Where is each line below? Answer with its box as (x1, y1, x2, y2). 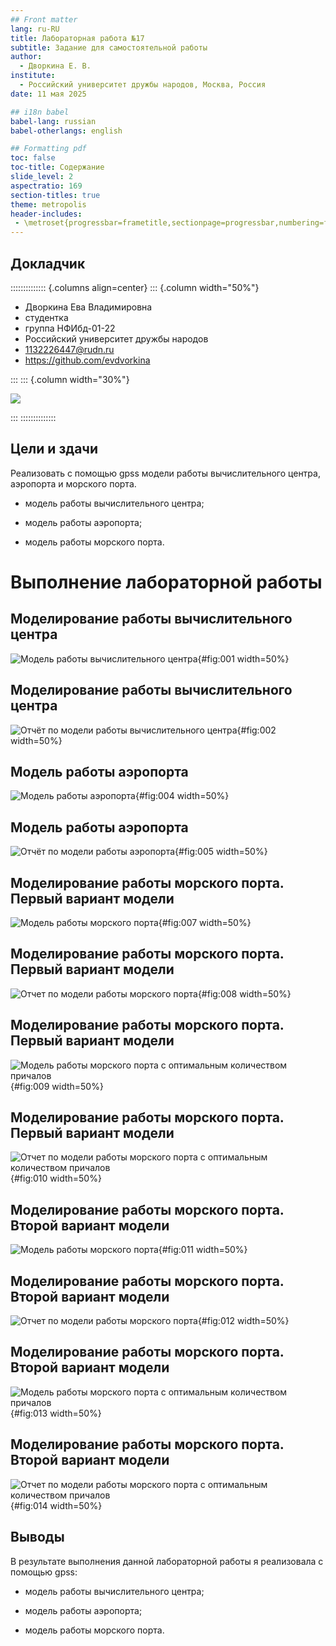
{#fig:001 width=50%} (197, 652, 290, 665)
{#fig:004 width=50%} (134, 790, 230, 802)
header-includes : (10, 209, 83, 219)
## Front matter (10, 14, 78, 25)
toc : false (10, 153, 56, 163)
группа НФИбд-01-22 (24, 322, 116, 334)
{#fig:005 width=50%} (174, 846, 268, 858)
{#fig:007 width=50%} (158, 917, 252, 928)
